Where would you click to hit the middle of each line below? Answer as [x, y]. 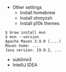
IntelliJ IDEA [25, 65]
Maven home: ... [22, 46]
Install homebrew [38, 13]
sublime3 [22, 59]
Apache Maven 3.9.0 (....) [33, 41]
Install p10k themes [40, 23]
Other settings [27, 7]
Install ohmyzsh [36, 18]
